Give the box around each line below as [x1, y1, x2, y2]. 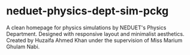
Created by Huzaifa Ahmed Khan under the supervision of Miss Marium [6, 36, 183, 44]
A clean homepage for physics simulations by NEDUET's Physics [6, 24, 167, 31]
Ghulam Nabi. [6, 43, 40, 50]
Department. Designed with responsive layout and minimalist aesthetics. [6, 30, 185, 37]
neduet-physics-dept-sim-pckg [6, 4, 169, 18]
